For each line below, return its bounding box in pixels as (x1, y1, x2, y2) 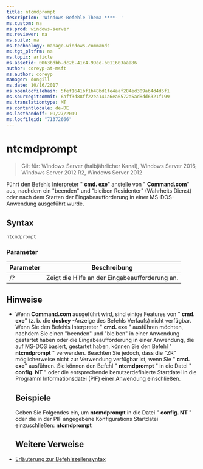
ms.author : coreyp (6, 71, 53, 77)
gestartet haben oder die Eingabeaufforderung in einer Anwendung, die (15, 337, 194, 344)
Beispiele (15, 392, 52, 403)
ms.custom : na (6, 20, 43, 26)
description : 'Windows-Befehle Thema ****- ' (6, 15, 123, 21)
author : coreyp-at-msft (6, 65, 67, 72)
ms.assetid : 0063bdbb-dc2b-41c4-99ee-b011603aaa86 (6, 60, 137, 66)
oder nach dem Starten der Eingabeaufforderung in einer (6, 194, 149, 201)
